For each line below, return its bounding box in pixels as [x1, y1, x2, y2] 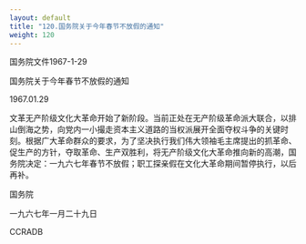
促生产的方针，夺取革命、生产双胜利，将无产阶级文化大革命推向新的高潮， [9, 147, 289, 158]
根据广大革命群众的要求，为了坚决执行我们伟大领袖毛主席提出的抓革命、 [25, 136, 297, 147]
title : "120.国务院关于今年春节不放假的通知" [9, 22, 165, 31]
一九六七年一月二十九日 [9, 208, 97, 219]
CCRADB [9, 227, 44, 238]
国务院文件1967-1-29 [9, 56, 88, 67]
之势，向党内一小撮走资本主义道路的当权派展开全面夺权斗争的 [33, 124, 265, 135]
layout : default [9, 13, 71, 23]
